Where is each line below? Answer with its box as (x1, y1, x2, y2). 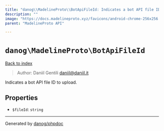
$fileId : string (12, 107, 43, 112)
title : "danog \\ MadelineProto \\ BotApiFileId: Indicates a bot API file (5, 7, 154, 12)
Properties (5, 93, 38, 102)
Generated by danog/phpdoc (5, 121, 63, 126)
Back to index (5, 61, 33, 66)
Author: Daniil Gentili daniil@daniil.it (17, 70, 89, 76)
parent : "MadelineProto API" (5, 21, 64, 26)
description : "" (5, 12, 38, 17)
